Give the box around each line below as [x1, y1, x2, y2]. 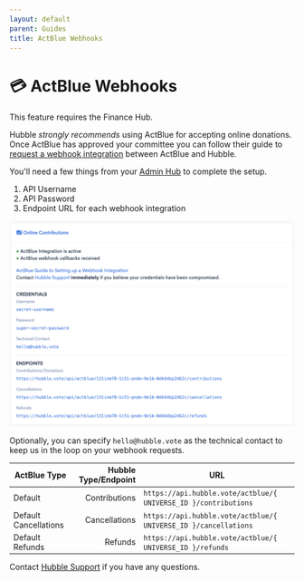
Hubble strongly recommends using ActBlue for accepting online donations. [9, 130, 292, 140]
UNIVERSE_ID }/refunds [143, 543, 229, 552]
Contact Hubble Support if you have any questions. [9, 562, 201, 573]
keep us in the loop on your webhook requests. [9, 444, 185, 455]
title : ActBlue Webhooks [9, 34, 103, 43]
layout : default [9, 15, 71, 24]
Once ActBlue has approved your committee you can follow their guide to [9, 139, 283, 150]
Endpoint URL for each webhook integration [22, 203, 186, 214]
